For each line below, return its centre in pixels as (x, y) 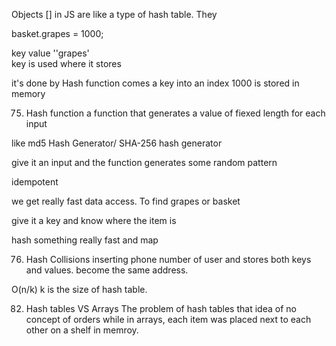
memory (28, 93)
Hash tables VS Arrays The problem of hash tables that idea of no (161, 308)
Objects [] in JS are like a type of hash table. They (114, 14)
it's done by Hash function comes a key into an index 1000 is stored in (155, 83)
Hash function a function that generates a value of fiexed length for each (175, 113)
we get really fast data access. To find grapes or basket (126, 201)
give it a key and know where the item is (94, 220)
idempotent (35, 182)
